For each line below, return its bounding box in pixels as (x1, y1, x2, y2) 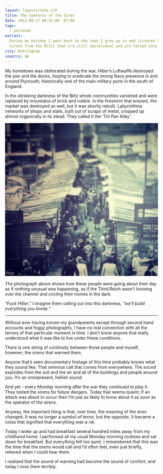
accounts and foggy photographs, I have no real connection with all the (5, 325, 147, 330)
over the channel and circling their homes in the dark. (5, 291, 112, 297)
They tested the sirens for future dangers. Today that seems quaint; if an (5, 389, 150, 395)
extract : (5, 33, 23, 38)
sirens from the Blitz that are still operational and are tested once (9, 44, 158, 49)
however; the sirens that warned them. (5, 349, 82, 355)
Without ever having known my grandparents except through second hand (5, 319, 154, 325)
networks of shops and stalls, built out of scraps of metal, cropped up (5, 108, 145, 114)
